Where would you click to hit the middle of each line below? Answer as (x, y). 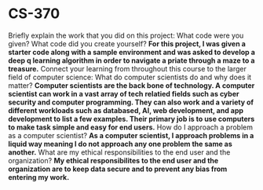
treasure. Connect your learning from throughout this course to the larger (128, 68)
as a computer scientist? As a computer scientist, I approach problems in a (131, 135)
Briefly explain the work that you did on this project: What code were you (126, 35)
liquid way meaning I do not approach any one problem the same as (121, 144)
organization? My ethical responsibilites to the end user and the (113, 160)
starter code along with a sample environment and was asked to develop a (131, 52)
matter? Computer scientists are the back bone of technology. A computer (131, 85)
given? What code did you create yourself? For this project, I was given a (127, 43)
